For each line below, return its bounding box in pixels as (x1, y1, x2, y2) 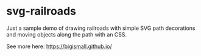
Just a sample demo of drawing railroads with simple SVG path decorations (6, 24, 196, 32)
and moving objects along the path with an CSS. (6, 30, 127, 38)
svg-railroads (6, 4, 76, 18)
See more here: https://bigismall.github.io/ (6, 43, 112, 50)
